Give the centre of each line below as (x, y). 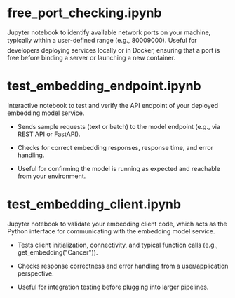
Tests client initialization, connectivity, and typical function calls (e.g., (117, 245)
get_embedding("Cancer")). (58, 252)
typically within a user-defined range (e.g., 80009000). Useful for (102, 40)
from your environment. (52, 176)
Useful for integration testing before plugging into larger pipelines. (113, 287)
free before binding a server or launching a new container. (91, 57)
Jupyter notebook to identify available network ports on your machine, (109, 32)
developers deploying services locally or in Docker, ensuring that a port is (114, 50)
